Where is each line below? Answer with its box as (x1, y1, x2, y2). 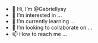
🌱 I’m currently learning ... (11, 18, 75, 24)
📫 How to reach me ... (11, 31, 67, 37)
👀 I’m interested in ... (11, 12, 62, 19)
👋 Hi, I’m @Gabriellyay (11, 6, 67, 12)
